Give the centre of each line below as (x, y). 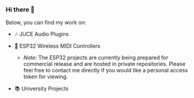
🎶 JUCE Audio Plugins (41, 34)
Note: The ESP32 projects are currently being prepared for (96, 58)
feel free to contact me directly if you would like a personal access (105, 71)
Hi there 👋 (20, 10)
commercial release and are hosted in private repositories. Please (104, 64)
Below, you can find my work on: (46, 23)
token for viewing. (46, 76)
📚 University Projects (41, 88)
